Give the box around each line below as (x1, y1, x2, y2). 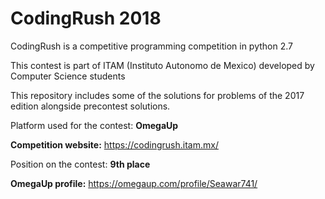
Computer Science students (10, 70, 126, 82)
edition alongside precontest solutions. (10, 100, 171, 112)
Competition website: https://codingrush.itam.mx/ (10, 138, 219, 151)
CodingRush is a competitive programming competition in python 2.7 (10, 40, 293, 52)
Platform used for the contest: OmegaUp (10, 119, 179, 131)
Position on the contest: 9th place (10, 158, 151, 170)
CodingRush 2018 (10, 7, 162, 30)
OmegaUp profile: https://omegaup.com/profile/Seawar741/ (10, 177, 258, 189)
